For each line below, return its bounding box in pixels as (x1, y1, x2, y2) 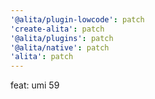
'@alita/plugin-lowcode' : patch (10, 14, 145, 25)
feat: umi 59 (10, 79, 60, 91)
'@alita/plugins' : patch (10, 33, 114, 43)
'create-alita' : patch (10, 24, 105, 34)
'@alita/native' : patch (10, 42, 110, 53)
